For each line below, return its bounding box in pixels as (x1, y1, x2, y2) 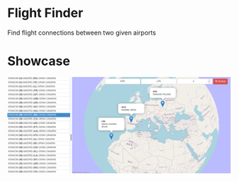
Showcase (7, 53, 71, 69)
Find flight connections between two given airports (7, 28, 157, 37)
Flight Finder (7, 5, 84, 21)
